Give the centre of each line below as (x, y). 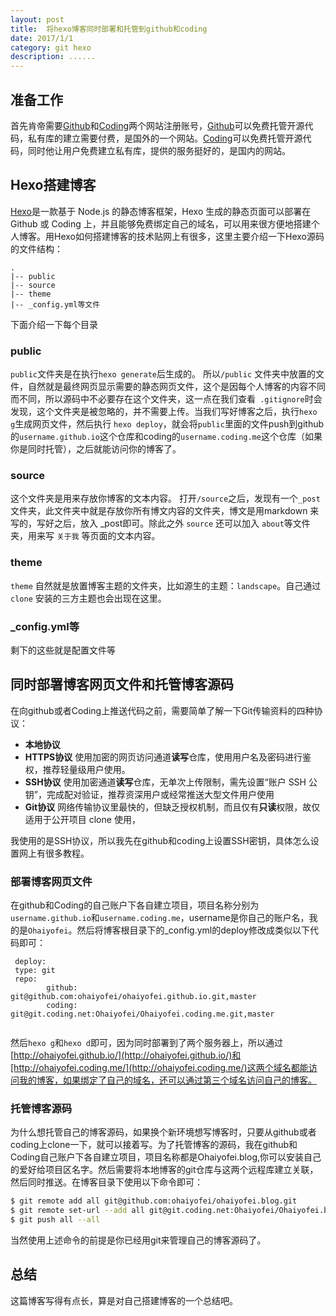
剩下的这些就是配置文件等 (63, 650)
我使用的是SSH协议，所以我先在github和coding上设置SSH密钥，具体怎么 (160, 840)
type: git (35, 971)
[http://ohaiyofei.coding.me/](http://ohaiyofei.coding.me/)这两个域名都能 (159, 1068)
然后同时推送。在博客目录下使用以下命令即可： (106, 1182)
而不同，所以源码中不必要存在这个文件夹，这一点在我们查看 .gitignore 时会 (166, 399)
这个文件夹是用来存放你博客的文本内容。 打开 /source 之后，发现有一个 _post (165, 498)
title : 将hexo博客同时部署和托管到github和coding (109, 29)
